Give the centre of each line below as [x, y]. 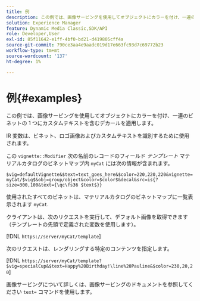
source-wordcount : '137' [37, 56]
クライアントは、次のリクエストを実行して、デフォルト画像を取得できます [97, 217]
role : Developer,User [33, 34]
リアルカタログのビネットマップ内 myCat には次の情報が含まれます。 [90, 163]
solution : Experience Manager [44, 23]
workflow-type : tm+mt [33, 51]
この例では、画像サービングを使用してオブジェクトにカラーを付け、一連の [97, 116]
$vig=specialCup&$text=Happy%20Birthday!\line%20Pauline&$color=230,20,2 [100, 266]
